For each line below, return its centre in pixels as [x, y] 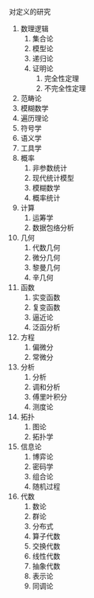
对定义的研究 [30, 12]
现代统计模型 [53, 178]
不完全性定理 [65, 88]
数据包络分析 [53, 228]
